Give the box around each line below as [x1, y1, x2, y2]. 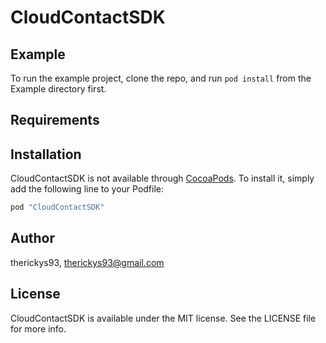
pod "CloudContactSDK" [10, 202, 105, 213]
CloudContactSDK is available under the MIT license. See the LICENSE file [10, 312, 317, 324]
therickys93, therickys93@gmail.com [10, 256, 165, 268]
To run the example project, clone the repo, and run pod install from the [10, 72, 312, 84]
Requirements [10, 112, 100, 129]
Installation [10, 146, 82, 163]
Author [10, 230, 55, 247]
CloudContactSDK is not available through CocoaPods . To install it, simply [10, 172, 315, 185]
